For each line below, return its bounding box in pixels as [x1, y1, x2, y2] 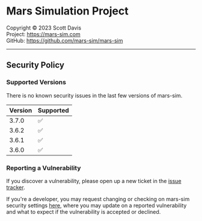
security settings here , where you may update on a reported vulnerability [6, 202, 187, 209]
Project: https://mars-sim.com [6, 30, 81, 37]
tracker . [6, 184, 25, 191]
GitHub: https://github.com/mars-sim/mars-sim [6, 37, 123, 44]
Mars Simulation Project [6, 4, 129, 18]
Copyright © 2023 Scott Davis [6, 24, 82, 31]
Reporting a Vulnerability [6, 164, 81, 172]
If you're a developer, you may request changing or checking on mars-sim [6, 195, 190, 202]
